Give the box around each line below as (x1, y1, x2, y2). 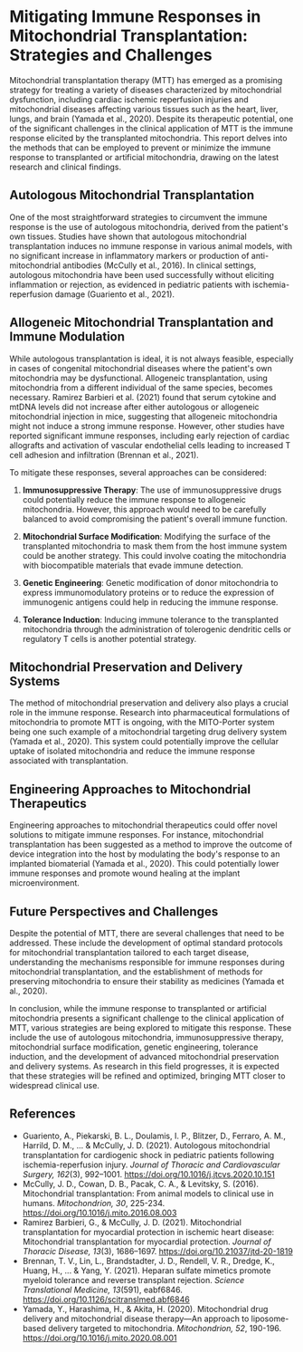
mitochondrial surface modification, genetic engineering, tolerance (9, 1041, 259, 1052)
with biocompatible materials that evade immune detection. (22, 560, 244, 571)
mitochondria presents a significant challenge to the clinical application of (9, 1012, 285, 1023)
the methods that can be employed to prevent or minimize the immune (9, 142, 271, 153)
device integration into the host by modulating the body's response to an (9, 849, 280, 859)
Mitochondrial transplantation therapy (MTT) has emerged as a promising (9, 74, 283, 85)
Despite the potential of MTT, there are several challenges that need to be (9, 928, 285, 938)
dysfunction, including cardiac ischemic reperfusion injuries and (9, 93, 249, 105)
